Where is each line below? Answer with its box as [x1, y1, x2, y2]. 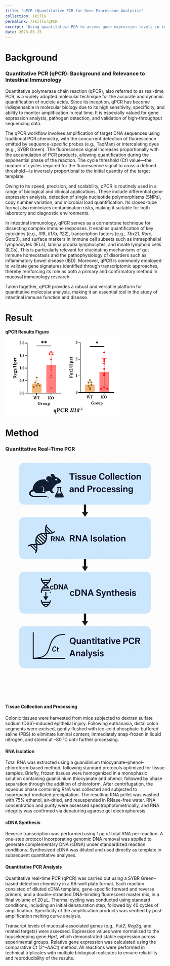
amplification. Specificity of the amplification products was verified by [5, 907, 151, 913]
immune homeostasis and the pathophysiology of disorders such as [5, 252, 147, 258]
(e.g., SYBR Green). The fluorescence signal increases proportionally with [5, 146, 159, 152]
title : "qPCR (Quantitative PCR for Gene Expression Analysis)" [5, 8, 144, 13]
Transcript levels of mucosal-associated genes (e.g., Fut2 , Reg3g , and [5, 922, 152, 928]
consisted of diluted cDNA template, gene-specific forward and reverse [5, 886, 154, 892]
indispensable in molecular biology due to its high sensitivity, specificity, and [5, 104, 165, 110]
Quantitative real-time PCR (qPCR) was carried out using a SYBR [5, 875, 140, 881]
